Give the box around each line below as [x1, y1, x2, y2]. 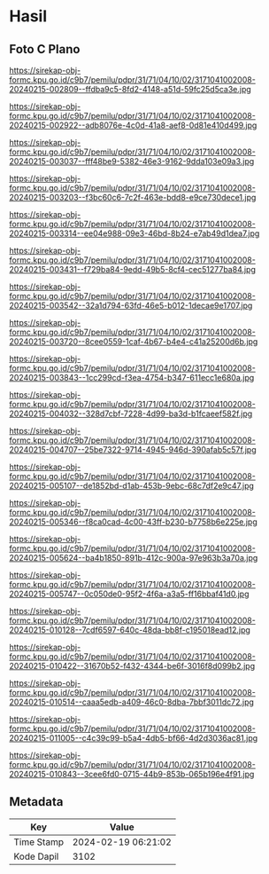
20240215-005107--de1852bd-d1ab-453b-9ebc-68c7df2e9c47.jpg [9, 481, 255, 491]
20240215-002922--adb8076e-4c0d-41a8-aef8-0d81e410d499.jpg [9, 120, 257, 130]
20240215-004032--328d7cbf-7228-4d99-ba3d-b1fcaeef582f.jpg [9, 408, 253, 419]
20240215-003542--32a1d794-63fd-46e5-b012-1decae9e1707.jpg [9, 300, 253, 311]
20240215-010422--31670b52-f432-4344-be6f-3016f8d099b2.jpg [9, 661, 255, 671]
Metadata [9, 794, 64, 809]
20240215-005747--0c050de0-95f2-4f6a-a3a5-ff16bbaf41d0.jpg [9, 588, 250, 599]
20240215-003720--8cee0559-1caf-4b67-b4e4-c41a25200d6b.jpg [9, 336, 258, 347]
